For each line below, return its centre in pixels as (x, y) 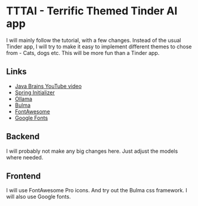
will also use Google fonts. (38, 197)
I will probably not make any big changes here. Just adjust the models (92, 151)
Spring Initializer (35, 92)
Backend (23, 136)
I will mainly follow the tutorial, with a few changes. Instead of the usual (94, 40)
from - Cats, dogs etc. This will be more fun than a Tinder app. (83, 53)
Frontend (24, 176)
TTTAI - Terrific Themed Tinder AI (92, 11)
